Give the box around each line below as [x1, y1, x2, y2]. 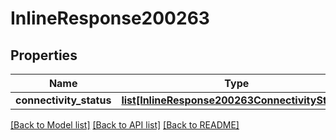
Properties [10, 47, 78, 64]
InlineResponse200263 [10, 7, 210, 30]
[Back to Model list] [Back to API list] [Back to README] [10, 119, 240, 131]
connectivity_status [15, 93, 112, 107]
